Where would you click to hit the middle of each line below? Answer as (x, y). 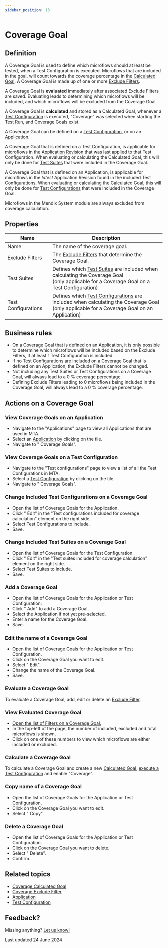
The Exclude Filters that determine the (97, 255)
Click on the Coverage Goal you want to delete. (61, 848)
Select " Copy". (28, 813)
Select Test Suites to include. (42, 569)
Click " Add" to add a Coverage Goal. (50, 609)
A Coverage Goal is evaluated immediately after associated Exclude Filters (82, 91)
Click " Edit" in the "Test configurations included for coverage (76, 513)
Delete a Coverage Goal (34, 826)
